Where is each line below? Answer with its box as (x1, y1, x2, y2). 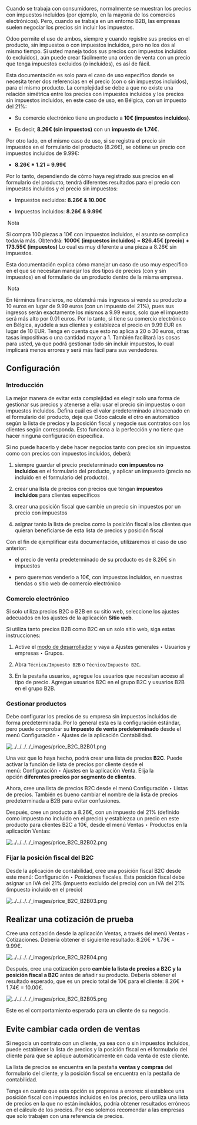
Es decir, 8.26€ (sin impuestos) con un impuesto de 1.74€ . (14, 126, 159, 133)
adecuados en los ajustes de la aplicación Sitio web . (6, 614, 133, 621)
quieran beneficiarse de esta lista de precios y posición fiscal (14, 527, 163, 534)
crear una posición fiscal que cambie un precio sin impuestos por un (14, 503, 181, 510)
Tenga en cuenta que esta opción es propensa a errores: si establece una (6, 1087, 185, 1095)
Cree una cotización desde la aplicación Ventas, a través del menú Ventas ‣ (6, 930, 190, 937)
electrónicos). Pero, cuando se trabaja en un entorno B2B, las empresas (6, 18, 181, 24)
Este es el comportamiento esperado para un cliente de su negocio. (6, 1007, 171, 1014)
